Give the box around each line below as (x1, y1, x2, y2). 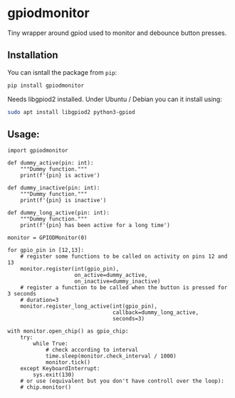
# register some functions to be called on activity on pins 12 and (20, 253, 228, 261)
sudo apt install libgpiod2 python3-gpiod (7, 108, 135, 115)
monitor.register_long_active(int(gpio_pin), (20, 303, 158, 310)
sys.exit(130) (33, 372, 75, 379)
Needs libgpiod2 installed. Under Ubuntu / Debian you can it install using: (7, 95, 222, 103)
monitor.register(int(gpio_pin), (20, 266, 120, 273)
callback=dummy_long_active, (113, 309, 199, 316)
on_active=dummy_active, (74, 272, 148, 279)
